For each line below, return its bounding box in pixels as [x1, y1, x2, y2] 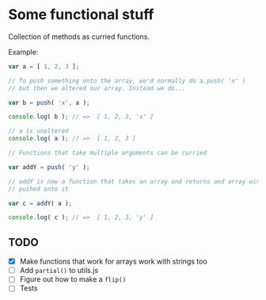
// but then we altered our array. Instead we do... [8, 84, 186, 92]
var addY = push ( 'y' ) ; [8, 163, 90, 171]
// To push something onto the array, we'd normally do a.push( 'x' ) [8, 77, 246, 85]
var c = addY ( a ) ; [8, 199, 73, 207]
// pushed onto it [8, 185, 69, 193]
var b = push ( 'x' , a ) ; [8, 98, 90, 106]
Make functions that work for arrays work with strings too [19, 256, 207, 267]
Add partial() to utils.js [19, 266, 99, 275]
